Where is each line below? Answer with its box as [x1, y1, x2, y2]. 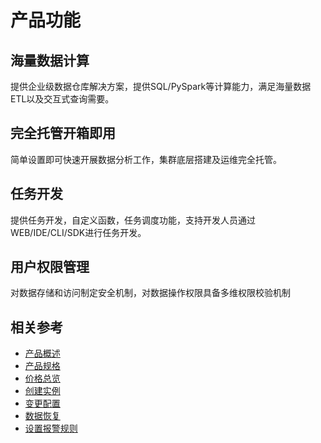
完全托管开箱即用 [10, 125, 116, 142]
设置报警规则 [24, 422, 78, 435]
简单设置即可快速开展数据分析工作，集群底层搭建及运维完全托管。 [10, 153, 282, 165]
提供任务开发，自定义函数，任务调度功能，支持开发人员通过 [10, 214, 256, 226]
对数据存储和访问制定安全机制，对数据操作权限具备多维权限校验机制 [10, 287, 291, 299]
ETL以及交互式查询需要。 [10, 93, 115, 105]
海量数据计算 [10, 52, 90, 69]
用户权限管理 [10, 259, 90, 276]
